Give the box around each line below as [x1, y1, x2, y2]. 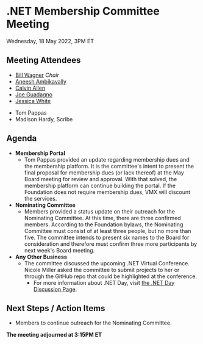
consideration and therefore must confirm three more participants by [24, 240, 198, 248]
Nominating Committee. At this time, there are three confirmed [24, 214, 181, 221]
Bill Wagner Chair [15, 71, 60, 79]
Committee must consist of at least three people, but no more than [24, 227, 191, 234]
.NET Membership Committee [6, 4, 160, 18]
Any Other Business [15, 253, 67, 260]
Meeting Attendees [6, 55, 81, 65]
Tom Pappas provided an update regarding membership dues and [24, 156, 190, 163]
